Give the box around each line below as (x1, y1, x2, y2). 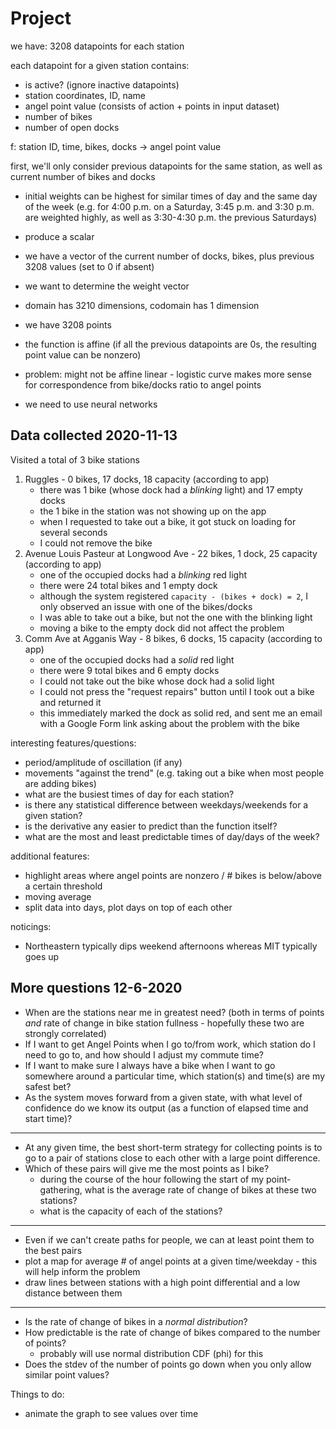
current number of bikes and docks (10, 170, 156, 182)
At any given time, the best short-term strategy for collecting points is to (24, 1141, 323, 1153)
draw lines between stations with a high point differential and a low (24, 1276, 301, 1288)
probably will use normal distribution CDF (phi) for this (39, 1347, 264, 1359)
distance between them (24, 1287, 123, 1299)
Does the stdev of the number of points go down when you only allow (24, 1358, 312, 1370)
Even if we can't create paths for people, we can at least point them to (24, 1233, 315, 1246)
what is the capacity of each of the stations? (39, 1205, 223, 1217)
